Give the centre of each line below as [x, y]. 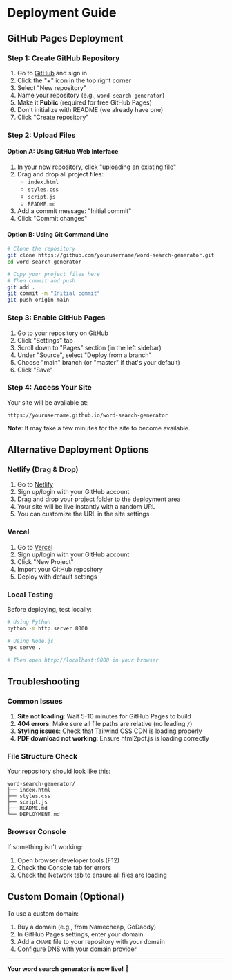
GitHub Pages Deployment [65, 38]
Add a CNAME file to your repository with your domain [91, 941]
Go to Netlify [35, 484]
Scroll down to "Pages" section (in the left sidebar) [89, 347]
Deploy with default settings [57, 577]
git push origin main [38, 300]
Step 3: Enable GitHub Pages [56, 318]
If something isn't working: [45, 846]
